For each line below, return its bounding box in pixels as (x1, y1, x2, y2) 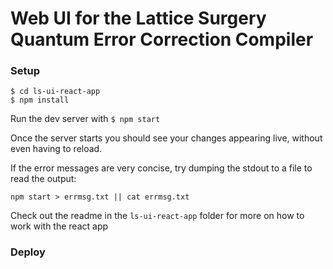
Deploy (10, 245, 46, 259)
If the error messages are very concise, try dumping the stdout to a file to (10, 162, 313, 174)
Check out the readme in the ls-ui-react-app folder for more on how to (10, 210, 305, 222)
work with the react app (10, 220, 109, 232)
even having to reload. (10, 143, 103, 155)
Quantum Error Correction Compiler (10, 28, 314, 51)
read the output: (10, 173, 77, 185)
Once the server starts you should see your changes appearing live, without (10, 132, 323, 144)
